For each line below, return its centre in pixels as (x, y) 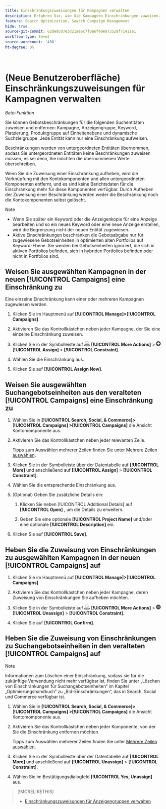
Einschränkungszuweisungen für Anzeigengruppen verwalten (88, 801)
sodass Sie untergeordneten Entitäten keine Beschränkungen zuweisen (78, 153)
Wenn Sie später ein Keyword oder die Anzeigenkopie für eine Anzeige (84, 219)
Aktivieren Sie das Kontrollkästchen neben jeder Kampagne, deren (80, 592)
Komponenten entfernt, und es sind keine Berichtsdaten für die (69, 184)
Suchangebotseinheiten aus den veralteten (73, 392)
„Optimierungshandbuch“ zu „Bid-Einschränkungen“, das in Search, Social (81, 691)
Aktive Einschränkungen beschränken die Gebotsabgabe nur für (78, 235)
